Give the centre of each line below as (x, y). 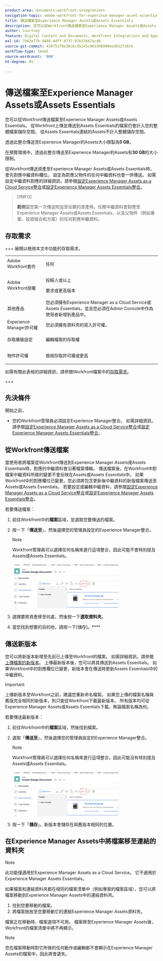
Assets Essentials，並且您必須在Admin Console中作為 (99, 309)
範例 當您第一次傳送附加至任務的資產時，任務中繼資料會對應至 (79, 207)
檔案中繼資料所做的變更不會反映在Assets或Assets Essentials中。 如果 (74, 475)
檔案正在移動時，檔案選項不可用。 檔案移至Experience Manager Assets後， (81, 922)
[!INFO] (24, 197)
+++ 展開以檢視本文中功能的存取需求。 (44, 249)
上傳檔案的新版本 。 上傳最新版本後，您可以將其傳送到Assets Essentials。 (78, 663)
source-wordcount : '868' (30, 56)
